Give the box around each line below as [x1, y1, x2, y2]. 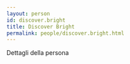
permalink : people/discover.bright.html [6, 29, 125, 37]
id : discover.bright [6, 17, 66, 24]
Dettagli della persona [6, 49, 69, 57]
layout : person [6, 10, 50, 17]
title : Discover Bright [6, 23, 75, 30]
